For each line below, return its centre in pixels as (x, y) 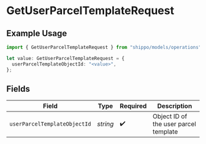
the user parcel (174, 124)
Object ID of (170, 116)
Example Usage (37, 33)
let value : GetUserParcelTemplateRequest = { (65, 58)
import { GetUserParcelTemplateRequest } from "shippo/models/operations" (104, 47)
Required (133, 106)
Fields (18, 89)
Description (175, 106)
